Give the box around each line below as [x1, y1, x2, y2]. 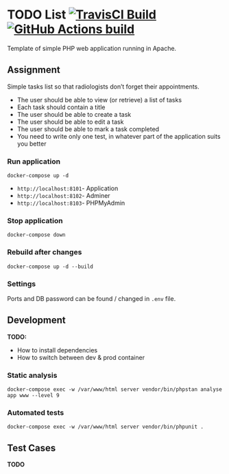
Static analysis [7, 370, 58, 380]
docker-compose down [7, 232, 67, 238]
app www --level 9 [7, 392, 60, 399]
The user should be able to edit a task [16, 117, 124, 126]
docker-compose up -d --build [7, 263, 94, 270]
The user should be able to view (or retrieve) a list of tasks [16, 95, 182, 104]
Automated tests [7, 407, 64, 417]
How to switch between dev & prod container [16, 353, 145, 361]
